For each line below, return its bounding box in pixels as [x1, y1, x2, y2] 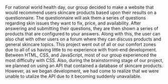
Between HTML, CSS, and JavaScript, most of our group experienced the [5, 52, 157, 58]
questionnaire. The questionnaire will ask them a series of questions [5, 15, 146, 20]
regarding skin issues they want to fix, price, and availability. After [5, 20, 141, 26]
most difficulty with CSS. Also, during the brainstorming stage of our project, [5, 57, 163, 63]
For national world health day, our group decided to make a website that [5, 4, 154, 10]
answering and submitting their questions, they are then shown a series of [5, 25, 158, 31]
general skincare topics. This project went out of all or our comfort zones [5, 41, 156, 47]
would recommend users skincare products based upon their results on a [5, 9, 157, 15]
